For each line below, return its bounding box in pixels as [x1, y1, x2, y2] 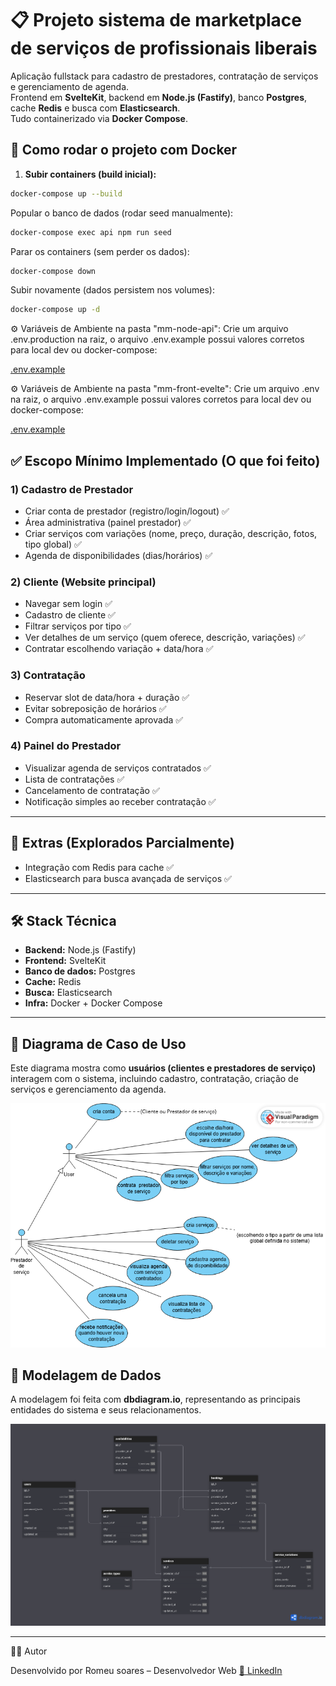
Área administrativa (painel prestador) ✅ [24, 516, 192, 528]
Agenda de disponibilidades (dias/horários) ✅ [24, 549, 213, 561]
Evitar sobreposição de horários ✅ [24, 702, 167, 714]
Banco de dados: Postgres [24, 965, 136, 977]
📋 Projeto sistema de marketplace [10, 9, 303, 32]
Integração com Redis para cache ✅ [24, 861, 175, 873]
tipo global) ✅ [24, 538, 82, 550]
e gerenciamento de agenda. [10, 80, 130, 92]
